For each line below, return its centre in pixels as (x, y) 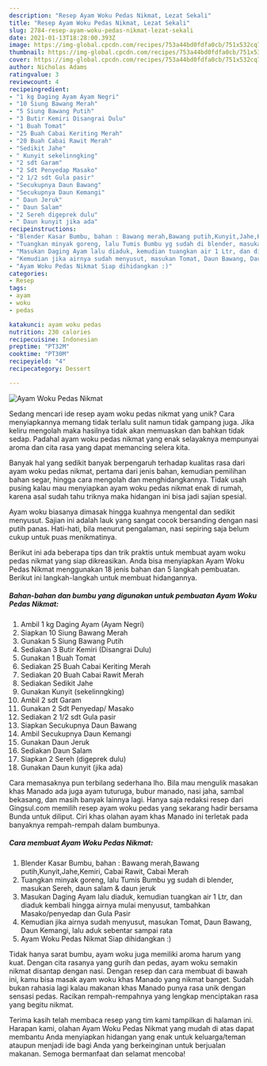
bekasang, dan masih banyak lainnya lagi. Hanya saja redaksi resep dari (126, 799)
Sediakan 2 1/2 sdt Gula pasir (68, 716)
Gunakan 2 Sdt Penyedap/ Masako (77, 708)
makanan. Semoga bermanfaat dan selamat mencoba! (97, 1053)
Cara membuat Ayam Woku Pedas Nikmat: (81, 843)
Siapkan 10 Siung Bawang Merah (74, 632)
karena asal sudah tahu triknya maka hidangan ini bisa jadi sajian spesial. (128, 496)
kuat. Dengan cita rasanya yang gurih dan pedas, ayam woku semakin (123, 962)
